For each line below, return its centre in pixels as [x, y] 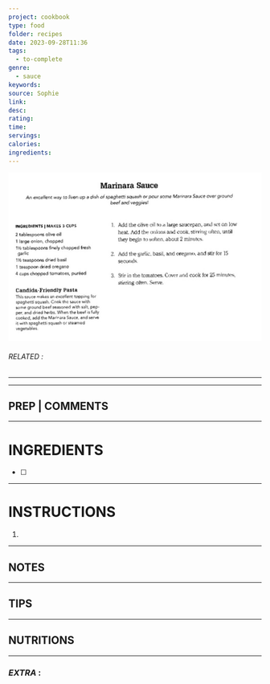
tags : [17, 51]
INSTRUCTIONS [62, 512]
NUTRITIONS [41, 640]
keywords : [25, 84]
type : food [27, 25]
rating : [21, 119]
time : [17, 127]
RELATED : [26, 356]
